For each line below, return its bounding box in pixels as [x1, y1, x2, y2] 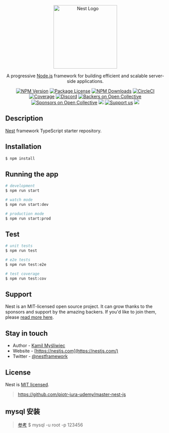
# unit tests [5, 243, 33, 249]
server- [149, 73, 164, 79]
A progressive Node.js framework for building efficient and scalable [6, 73, 148, 79]
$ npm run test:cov [5, 276, 47, 281]
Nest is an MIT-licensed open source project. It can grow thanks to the [5, 303, 153, 310]
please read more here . [5, 314, 54, 320]
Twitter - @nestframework [12, 353, 68, 359]
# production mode [5, 211, 44, 216]
